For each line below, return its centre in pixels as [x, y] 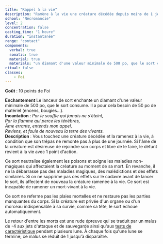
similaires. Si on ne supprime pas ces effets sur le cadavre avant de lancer [79, 176]
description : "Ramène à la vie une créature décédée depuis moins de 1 [79, 14]
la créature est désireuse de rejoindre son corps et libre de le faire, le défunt [81, 146]
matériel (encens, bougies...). [34, 110]
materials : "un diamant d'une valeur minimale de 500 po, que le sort [82, 63]
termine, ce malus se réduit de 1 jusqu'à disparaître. [57, 236]
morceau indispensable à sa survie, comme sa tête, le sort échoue [71, 206]
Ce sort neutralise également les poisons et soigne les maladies [69, 161]
